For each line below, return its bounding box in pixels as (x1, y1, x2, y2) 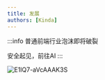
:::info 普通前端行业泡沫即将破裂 (7, 36, 99, 45)
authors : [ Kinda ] (7, 17, 58, 24)
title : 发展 (7, 10, 40, 17)
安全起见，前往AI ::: (7, 51, 63, 60)
